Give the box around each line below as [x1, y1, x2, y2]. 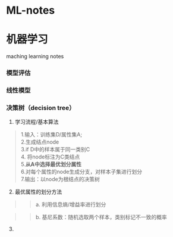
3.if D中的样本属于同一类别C [20, 146, 90, 153]
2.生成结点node [20, 138, 59, 146]
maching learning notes [6, 53, 64, 60]
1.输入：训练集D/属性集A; [20, 131, 83, 138]
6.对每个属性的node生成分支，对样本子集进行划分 [20, 168, 143, 176]
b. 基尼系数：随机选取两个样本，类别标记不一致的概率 [35, 214, 168, 221]
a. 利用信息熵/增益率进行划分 [35, 201, 106, 208]
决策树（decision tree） [6, 104, 76, 112]
